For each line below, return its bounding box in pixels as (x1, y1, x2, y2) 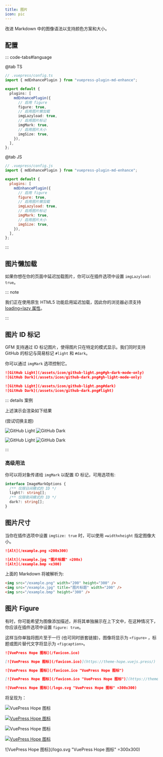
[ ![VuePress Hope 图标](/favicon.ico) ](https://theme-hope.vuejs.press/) (5, 659, 156, 664)
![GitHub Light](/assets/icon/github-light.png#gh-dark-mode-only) (5, 370, 145, 375)
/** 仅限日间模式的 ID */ (9, 486, 57, 491)
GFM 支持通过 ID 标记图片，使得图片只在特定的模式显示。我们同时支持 (5, 344, 146, 350)
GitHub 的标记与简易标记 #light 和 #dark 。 (5, 350, 91, 356)
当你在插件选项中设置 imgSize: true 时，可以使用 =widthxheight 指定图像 (5, 532, 151, 538)
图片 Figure (5, 604, 39, 613)
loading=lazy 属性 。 (5, 305, 45, 311)
